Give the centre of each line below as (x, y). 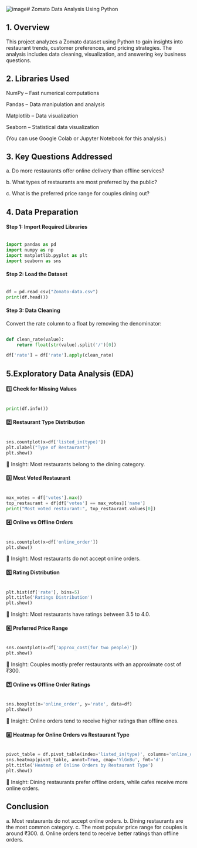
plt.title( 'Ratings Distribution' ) (50, 598)
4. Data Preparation (42, 212)
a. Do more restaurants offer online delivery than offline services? (85, 171)
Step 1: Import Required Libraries (47, 227)
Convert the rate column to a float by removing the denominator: (84, 323)
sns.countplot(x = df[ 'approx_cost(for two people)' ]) (72, 648)
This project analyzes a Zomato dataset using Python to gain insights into (95, 42)
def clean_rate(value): (35, 339)
